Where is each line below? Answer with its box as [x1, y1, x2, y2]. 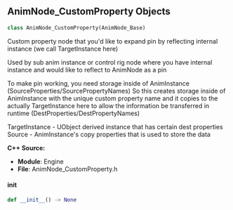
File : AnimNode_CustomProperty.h [17, 164, 118, 173]
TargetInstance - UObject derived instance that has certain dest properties [7, 122, 223, 131]
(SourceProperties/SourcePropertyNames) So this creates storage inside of [7, 86, 226, 95]
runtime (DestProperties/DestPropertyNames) [7, 109, 140, 117]
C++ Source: [7, 143, 46, 152]
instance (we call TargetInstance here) [7, 44, 119, 53]
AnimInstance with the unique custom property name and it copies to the [7, 94, 218, 103]
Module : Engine [17, 157, 65, 166]
